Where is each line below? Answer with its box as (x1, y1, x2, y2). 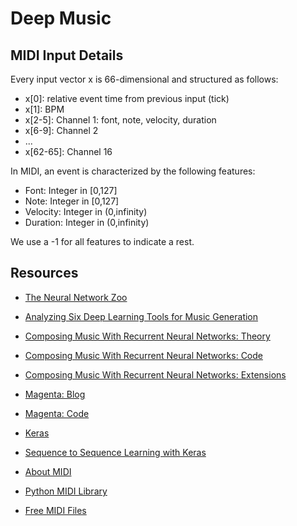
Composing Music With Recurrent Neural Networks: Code (24, 349, 263, 361)
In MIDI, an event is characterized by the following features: (10, 165, 256, 177)
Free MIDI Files (24, 504, 87, 516)
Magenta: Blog (24, 388, 86, 400)
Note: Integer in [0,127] (24, 195, 120, 207)
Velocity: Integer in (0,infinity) (24, 206, 148, 217)
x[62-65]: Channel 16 (24, 146, 113, 157)
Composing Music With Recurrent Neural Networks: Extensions (24, 368, 287, 381)
